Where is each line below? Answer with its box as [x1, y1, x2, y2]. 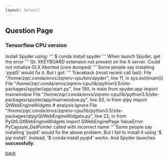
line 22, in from [94, 113, 127, 119]
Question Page [5, 27, 54, 35]
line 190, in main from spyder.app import [73, 86, 158, 92]
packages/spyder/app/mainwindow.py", [5, 97, 89, 103]
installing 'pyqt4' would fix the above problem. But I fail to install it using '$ [5, 129, 162, 135]
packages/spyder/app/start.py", [5, 86, 73, 92]
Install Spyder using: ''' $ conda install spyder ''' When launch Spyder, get [5, 53, 161, 59]
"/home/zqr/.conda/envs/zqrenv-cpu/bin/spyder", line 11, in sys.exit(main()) [5, 75, 163, 81]
